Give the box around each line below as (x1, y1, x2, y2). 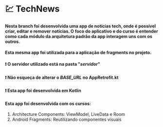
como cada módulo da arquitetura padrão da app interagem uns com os (5, 33, 152, 39)
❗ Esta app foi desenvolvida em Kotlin (5, 88, 81, 93)
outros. (5, 38, 20, 44)
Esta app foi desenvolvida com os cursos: (5, 100, 91, 107)
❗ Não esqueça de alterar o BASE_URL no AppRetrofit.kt (5, 74, 119, 80)
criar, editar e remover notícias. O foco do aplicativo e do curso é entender (5, 28, 158, 34)
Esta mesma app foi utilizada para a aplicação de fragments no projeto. (5, 50, 152, 55)
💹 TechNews (5, 3, 60, 15)
